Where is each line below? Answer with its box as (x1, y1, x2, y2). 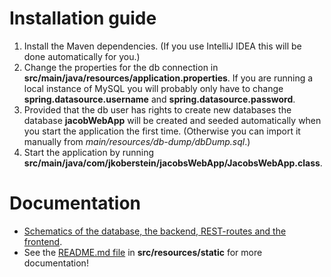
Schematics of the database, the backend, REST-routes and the (23, 225, 287, 237)
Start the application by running (23, 146, 155, 158)
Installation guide (9, 7, 157, 30)
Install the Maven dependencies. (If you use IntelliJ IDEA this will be (23, 40, 302, 52)
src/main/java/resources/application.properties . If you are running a (23, 72, 314, 84)
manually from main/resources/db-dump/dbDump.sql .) (23, 135, 251, 147)
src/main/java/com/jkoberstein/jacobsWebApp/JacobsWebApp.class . (23, 157, 323, 169)
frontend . (23, 235, 63, 247)
